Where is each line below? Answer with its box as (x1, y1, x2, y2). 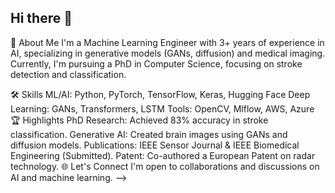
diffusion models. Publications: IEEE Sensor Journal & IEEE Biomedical (10, 139, 300, 151)
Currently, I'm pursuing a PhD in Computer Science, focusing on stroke (10, 57, 303, 70)
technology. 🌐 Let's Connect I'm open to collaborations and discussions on (10, 160, 320, 172)
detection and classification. (10, 68, 127, 80)
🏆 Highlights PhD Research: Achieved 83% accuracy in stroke (10, 114, 269, 126)
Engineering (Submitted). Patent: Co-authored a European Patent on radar (10, 149, 316, 161)
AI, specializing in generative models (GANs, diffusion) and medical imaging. (10, 47, 326, 59)
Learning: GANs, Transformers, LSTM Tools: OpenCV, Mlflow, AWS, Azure (10, 102, 315, 115)
